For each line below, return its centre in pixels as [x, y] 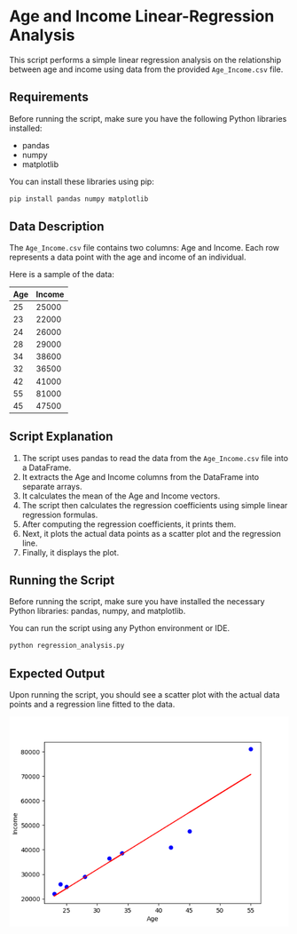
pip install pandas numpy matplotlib [79, 199]
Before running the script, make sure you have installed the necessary [137, 602]
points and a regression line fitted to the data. [92, 704]
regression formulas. [60, 515]
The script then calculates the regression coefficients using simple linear [155, 505]
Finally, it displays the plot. [70, 552]
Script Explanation [61, 437]
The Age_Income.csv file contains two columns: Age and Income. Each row [145, 248]
